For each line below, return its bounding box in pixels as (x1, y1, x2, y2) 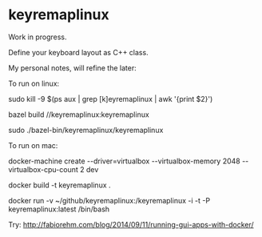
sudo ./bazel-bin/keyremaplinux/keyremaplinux (8, 125, 164, 135)
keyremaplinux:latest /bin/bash (8, 204, 110, 214)
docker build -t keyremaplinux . (8, 180, 111, 190)
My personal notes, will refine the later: (8, 62, 137, 73)
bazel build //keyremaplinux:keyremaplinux (8, 110, 149, 119)
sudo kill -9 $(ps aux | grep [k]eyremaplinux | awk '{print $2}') (8, 94, 213, 103)
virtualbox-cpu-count (8, 164, 78, 174)
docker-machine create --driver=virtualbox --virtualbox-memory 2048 (8, 156, 241, 166)
